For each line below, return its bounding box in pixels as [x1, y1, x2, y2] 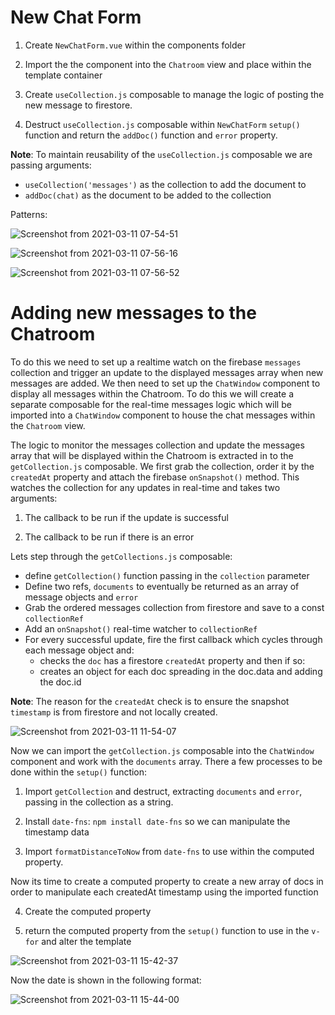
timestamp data [24, 826, 90, 838]
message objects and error [24, 591, 139, 603]
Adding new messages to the [10, 302, 257, 325]
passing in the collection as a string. [24, 796, 174, 808]
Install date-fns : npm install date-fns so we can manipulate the [24, 815, 291, 827]
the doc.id [39, 676, 82, 688]
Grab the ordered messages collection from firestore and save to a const [24, 601, 325, 613]
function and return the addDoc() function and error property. [24, 129, 278, 141]
